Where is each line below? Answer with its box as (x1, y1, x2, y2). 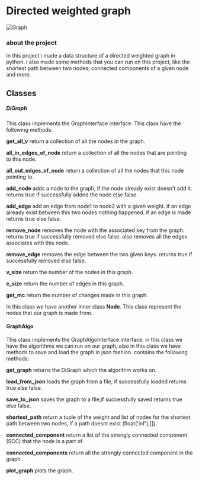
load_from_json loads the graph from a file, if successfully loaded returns (6, 378, 187, 385)
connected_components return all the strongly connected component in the (6, 449, 193, 456)
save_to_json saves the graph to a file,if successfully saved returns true (6, 396, 182, 403)
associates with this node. (6, 239, 70, 246)
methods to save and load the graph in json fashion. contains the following (6, 348, 188, 355)
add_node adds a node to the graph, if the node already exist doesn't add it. (6, 185, 192, 192)
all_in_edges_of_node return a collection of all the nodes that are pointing (6, 149, 187, 156)
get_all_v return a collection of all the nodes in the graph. (6, 138, 146, 145)
